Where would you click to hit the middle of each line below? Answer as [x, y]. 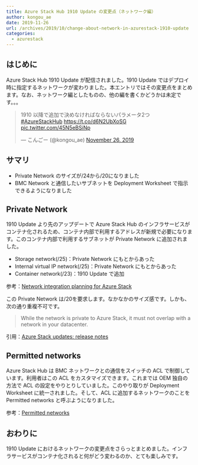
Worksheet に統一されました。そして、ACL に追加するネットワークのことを [98, 393]
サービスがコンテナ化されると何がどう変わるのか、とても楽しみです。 [96, 456]
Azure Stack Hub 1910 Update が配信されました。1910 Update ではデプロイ [98, 80]
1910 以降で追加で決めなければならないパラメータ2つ [85, 114]
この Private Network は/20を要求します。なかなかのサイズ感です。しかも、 [98, 299]
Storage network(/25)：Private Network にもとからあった [85, 259]
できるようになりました [43, 190]
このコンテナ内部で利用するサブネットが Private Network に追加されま [102, 239]
